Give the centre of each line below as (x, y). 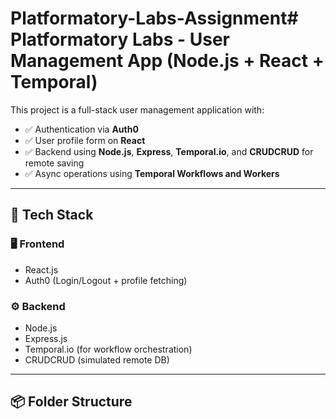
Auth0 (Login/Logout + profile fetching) (106, 280)
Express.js (46, 338)
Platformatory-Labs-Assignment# (154, 18)
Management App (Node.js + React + (167, 61)
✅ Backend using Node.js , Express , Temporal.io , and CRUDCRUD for (169, 151)
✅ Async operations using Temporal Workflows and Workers (152, 173)
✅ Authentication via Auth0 (81, 129)
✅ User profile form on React (85, 140)
